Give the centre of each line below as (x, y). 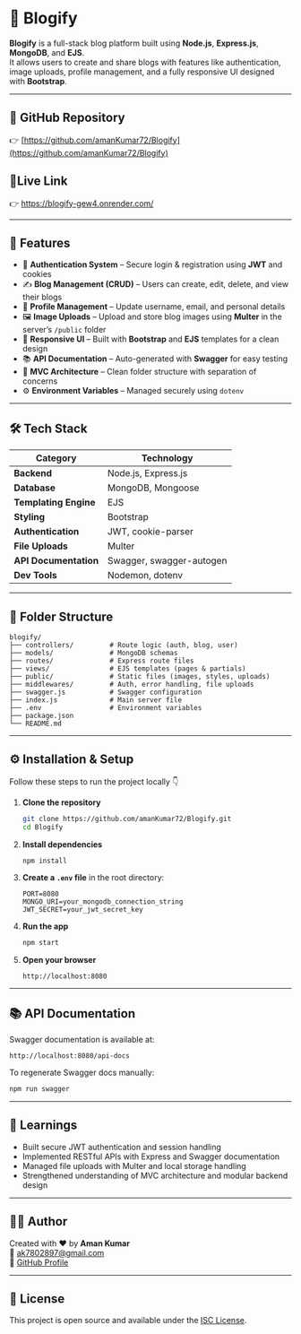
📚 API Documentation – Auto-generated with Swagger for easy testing (155, 359)
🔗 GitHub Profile (39, 1262)
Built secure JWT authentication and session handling (122, 1147)
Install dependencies (62, 844)
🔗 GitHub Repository (67, 118)
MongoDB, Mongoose (153, 488)
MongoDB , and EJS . (47, 52)
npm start (41, 943)
